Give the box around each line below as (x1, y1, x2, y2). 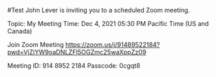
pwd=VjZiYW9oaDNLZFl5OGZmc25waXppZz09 (7, 48, 147, 56)
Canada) (7, 27, 32, 35)
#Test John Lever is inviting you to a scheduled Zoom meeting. (7, 6, 191, 14)
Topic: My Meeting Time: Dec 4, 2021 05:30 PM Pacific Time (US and (7, 20, 210, 27)
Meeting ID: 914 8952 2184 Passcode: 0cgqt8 (7, 62, 140, 69)
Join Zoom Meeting (7, 41, 64, 48)
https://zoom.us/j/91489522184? (65, 41, 160, 48)
